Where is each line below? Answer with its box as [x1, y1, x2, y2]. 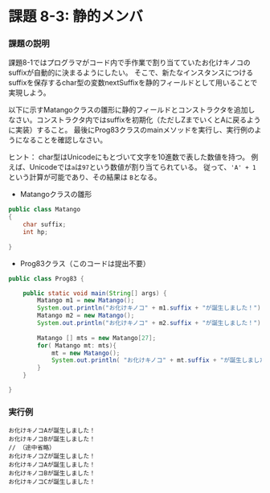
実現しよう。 [8, 88, 51, 97]
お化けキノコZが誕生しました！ [8, 452, 96, 461]
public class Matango [8, 206, 81, 214]
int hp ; [22, 228, 48, 236]
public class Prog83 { [8, 274, 84, 282]
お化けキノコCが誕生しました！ [8, 478, 96, 487]
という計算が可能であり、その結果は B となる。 [8, 172, 162, 182]
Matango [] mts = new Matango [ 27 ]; [37, 334, 157, 342]
